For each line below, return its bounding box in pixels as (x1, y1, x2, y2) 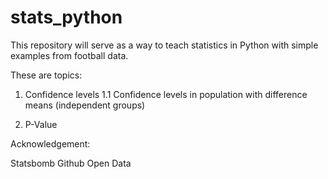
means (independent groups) (24, 99, 146, 111)
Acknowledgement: (10, 137, 91, 150)
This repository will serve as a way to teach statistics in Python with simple (10, 39, 319, 51)
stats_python (10, 6, 123, 29)
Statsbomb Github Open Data (10, 157, 132, 169)
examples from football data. (10, 49, 129, 61)
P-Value (24, 118, 58, 130)
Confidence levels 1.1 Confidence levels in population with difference (24, 88, 308, 100)
